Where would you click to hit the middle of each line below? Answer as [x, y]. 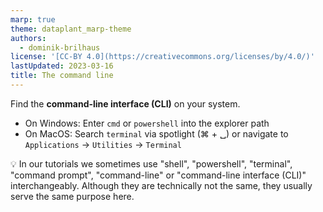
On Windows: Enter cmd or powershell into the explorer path [147, 123]
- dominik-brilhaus [60, 47]
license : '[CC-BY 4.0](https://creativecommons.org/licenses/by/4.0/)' [162, 57]
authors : [28, 38]
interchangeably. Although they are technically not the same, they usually [161, 185]
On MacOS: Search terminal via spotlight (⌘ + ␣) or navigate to [156, 133]
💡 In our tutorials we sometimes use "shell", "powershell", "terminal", [151, 163]
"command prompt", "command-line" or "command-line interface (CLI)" [158, 175]
